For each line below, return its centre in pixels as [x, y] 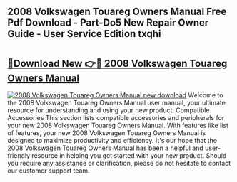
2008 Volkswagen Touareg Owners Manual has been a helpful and [105, 148]
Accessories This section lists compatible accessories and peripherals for [116, 118]
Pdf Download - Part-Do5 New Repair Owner [108, 23]
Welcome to [206, 95]
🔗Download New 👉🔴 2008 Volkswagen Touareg [117, 63]
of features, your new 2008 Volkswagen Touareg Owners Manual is [107, 133]
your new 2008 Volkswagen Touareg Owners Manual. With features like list [118, 125]
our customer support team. [49, 171]
